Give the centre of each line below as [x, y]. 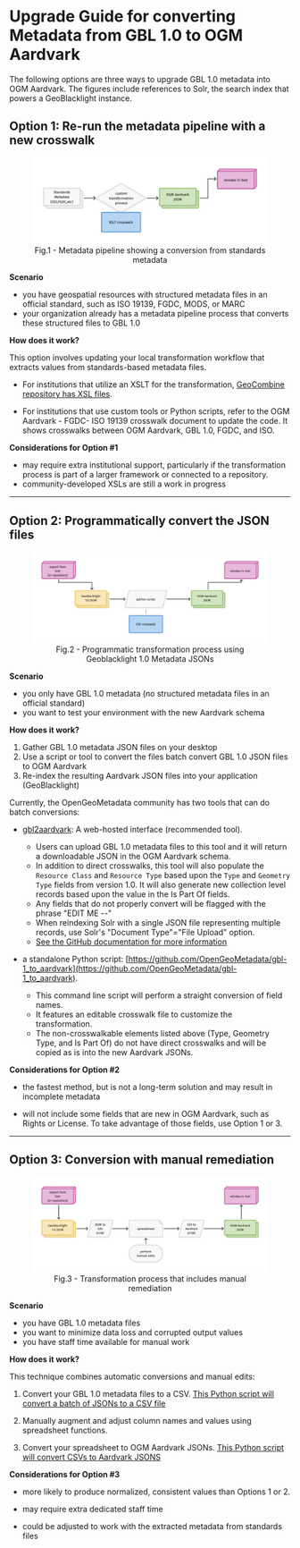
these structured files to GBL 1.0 [81, 323]
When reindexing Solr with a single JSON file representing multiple [158, 922]
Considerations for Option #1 [64, 448]
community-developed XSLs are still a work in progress [124, 484]
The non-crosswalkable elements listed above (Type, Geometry [152, 1033]
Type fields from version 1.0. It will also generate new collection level [161, 884]
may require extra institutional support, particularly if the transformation [154, 465]
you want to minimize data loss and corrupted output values [133, 1332]
